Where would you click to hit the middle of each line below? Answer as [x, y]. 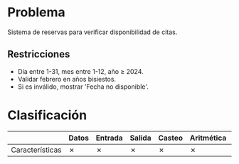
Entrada [109, 138]
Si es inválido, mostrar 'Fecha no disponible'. [83, 87]
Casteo [171, 138]
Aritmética [208, 138]
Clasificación [47, 115]
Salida [140, 138]
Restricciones [39, 54]
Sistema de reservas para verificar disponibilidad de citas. [92, 32]
